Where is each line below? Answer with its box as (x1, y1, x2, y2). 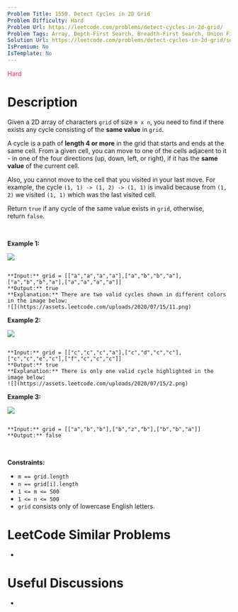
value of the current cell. (7, 161, 80, 170)
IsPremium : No (7, 43, 50, 50)
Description (7, 94, 78, 111)
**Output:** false (7, 432, 62, 439)
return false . (7, 211, 45, 220)
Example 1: (7, 239, 40, 247)
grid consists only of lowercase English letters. (17, 501, 155, 511)
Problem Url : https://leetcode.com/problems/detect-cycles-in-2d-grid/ (7, 23, 223, 30)
